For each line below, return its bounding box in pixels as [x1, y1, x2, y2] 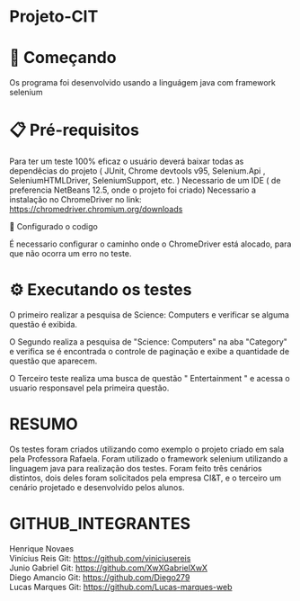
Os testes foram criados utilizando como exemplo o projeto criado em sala [9, 444, 285, 454]
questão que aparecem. [9, 355, 98, 366]
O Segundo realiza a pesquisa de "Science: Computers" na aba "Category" [9, 336, 287, 347]
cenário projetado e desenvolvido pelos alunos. [9, 481, 185, 492]
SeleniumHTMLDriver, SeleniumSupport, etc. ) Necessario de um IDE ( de [9, 175, 281, 186]
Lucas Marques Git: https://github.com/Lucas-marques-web [9, 581, 233, 592]
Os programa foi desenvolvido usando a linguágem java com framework [9, 77, 277, 88]
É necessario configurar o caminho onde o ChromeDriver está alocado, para [9, 238, 292, 249]
